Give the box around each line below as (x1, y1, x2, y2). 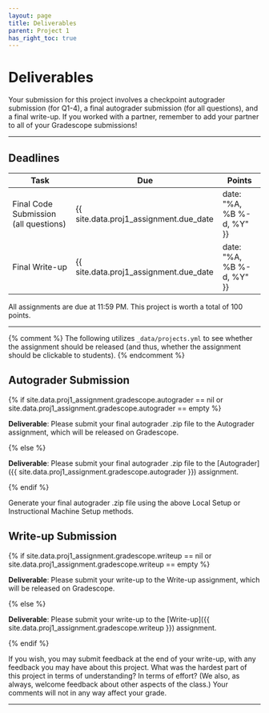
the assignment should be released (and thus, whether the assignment (8, 342, 242, 351)
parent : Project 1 (8, 26, 70, 34)
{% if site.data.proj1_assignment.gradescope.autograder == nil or (8, 395, 223, 404)
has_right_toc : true (8, 34, 78, 42)
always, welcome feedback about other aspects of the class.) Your (8, 679, 228, 689)
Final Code (12, 198, 54, 209)
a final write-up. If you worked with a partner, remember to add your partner (8, 112, 259, 122)
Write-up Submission (8, 530, 118, 543)
